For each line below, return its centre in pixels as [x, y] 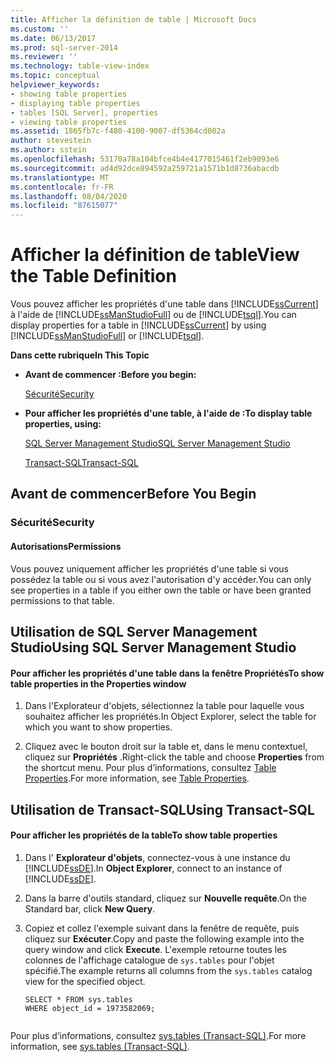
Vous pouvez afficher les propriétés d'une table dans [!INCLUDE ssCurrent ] [164, 304]
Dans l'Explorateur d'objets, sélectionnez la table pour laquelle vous [164, 706]
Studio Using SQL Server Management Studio [153, 647]
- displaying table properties [75, 103]
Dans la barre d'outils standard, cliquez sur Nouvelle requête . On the [165, 898]
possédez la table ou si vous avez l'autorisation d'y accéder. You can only [161, 579]
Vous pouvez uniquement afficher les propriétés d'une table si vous [150, 568]
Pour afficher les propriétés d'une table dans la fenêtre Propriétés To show [167, 673]
